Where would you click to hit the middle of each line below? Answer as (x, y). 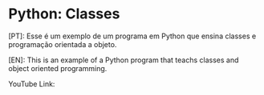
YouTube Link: (32, 84)
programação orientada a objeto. (63, 44)
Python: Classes (64, 14)
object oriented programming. (58, 68)
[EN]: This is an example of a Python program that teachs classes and (124, 60)
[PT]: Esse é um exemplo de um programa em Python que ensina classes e (132, 36)
